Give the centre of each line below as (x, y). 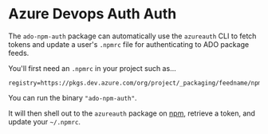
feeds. (19, 53)
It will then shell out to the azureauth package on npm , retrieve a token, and (132, 113)
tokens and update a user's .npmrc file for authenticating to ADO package (129, 44)
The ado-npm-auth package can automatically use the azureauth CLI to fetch (132, 36)
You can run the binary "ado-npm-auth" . (73, 97)
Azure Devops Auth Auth (93, 14)
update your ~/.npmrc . (45, 121)
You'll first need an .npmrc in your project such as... (93, 68)
